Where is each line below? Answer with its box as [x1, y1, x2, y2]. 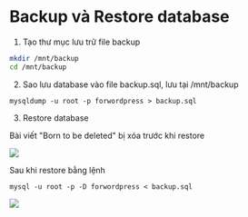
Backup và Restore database [9, 6, 230, 27]
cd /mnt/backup [9, 62, 67, 72]
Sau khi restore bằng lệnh [9, 164, 106, 175]
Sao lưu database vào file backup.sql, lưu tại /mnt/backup [22, 79, 239, 90]
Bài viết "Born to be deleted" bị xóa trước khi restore [9, 130, 205, 141]
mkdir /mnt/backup [9, 54, 79, 63]
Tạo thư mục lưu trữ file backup [22, 36, 141, 47]
